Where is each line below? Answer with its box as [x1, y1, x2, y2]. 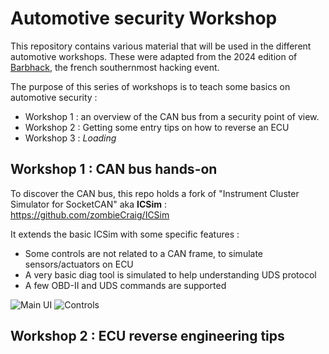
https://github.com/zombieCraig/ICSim [10, 208, 170, 221]
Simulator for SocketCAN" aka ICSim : [10, 198, 168, 210]
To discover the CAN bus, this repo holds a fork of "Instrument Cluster [10, 187, 300, 199]
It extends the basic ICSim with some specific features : [10, 228, 240, 240]
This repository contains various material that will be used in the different [10, 40, 312, 52]
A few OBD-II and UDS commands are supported [24, 279, 227, 291]
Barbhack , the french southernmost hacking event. [10, 61, 220, 73]
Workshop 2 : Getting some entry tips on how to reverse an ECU [24, 121, 290, 133]
